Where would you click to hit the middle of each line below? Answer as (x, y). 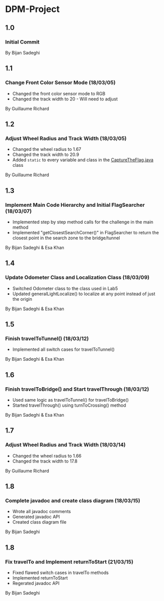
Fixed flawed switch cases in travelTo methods (60, 573)
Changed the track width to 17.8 (45, 461)
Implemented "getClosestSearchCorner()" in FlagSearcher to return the (85, 232)
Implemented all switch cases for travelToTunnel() (63, 349)
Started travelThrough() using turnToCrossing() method (69, 405)
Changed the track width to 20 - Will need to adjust (65, 99)
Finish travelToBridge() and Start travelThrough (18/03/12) (77, 389)
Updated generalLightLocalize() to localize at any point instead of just (84, 294)
